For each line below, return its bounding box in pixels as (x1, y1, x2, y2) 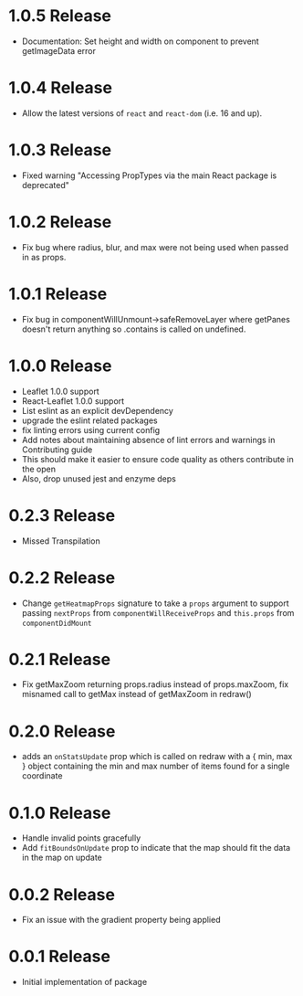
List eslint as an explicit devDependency (21, 405, 174, 416)
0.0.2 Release (8, 884, 116, 905)
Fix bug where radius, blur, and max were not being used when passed (21, 241, 289, 252)
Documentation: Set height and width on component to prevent (21, 36, 259, 47)
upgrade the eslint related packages (21, 415, 158, 426)
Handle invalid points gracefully (21, 832, 141, 843)
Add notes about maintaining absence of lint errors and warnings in (21, 434, 276, 445)
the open (21, 463, 57, 474)
